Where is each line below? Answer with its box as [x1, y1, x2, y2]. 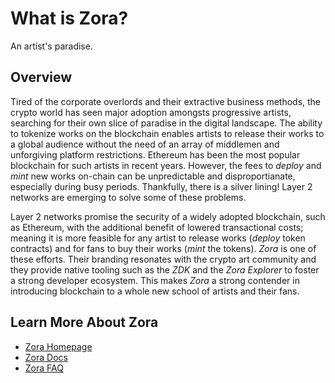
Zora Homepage [24, 340, 93, 352]
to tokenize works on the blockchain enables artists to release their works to [10, 127, 325, 139]
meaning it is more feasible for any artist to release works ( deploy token [10, 232, 306, 244]
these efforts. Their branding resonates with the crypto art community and [10, 253, 317, 265]
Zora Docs [24, 351, 68, 363]
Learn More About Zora [10, 314, 159, 331]
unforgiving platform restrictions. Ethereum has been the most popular [10, 148, 301, 161]
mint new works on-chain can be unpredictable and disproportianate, [10, 170, 296, 182]
